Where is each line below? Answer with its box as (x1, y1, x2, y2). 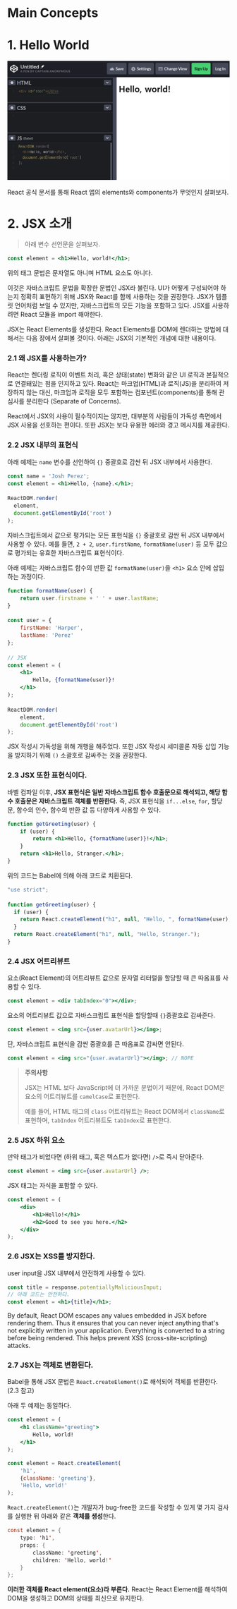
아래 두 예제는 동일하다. (7, 1402, 72, 1410)
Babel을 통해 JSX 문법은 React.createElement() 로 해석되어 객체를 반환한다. (7, 1378, 219, 1386)
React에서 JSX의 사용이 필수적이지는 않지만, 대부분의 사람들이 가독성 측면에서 (7, 412, 222, 420)
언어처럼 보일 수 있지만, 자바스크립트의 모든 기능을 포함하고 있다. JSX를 (14, 301, 211, 310)
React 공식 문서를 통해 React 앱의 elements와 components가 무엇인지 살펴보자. (7, 188, 229, 197)
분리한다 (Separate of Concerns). (25, 397, 121, 406)
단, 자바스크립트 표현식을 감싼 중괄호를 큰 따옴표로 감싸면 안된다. (7, 1039, 185, 1048)
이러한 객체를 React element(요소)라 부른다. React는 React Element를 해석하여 (7, 1585, 228, 1593)
